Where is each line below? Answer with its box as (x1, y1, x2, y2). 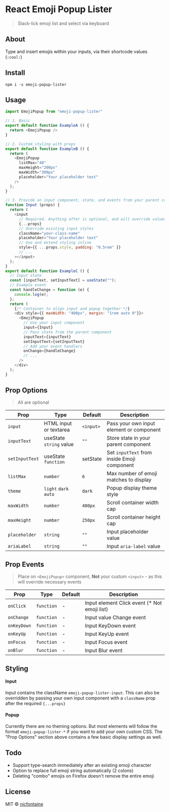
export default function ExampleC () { (5, 268, 90, 274)
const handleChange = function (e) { (10, 287, 90, 292)
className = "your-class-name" (18, 230, 80, 236)
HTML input (44, 420, 72, 427)
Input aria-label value (106, 543, 161, 550)
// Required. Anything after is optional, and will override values (18, 216, 166, 221)
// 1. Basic (5, 118, 30, 124)
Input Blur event (84, 647, 123, 654)
